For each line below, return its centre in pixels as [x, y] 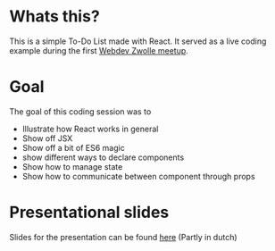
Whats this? [54, 17]
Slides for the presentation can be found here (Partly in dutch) [124, 237]
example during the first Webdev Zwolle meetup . [99, 50]
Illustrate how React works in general [90, 129]
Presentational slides [89, 213]
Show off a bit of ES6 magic [73, 147]
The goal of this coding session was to [80, 111]
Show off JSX [47, 138]
